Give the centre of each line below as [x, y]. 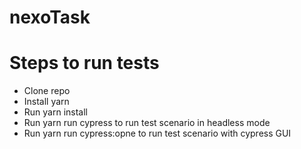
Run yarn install [55, 112]
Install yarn [46, 102]
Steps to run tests [84, 63]
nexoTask [50, 17]
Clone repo [47, 91]
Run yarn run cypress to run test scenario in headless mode [147, 123]
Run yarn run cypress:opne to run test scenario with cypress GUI [157, 133]
